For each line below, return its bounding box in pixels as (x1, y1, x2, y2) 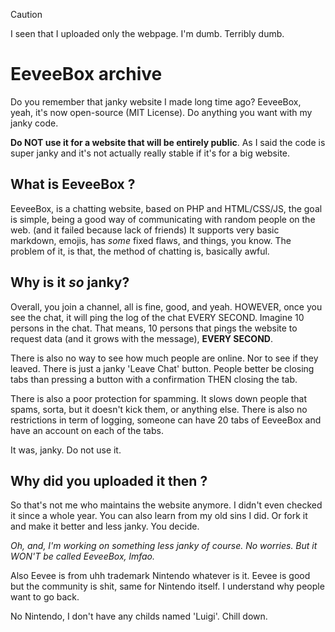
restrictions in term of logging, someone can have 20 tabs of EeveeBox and (10, 414, 322, 426)
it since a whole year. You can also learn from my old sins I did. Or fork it (10, 510, 308, 522)
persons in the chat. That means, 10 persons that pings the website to (10, 322, 298, 334)
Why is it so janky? (10, 274, 130, 291)
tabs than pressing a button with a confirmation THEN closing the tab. (10, 373, 298, 385)
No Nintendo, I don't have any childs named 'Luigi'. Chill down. (10, 610, 268, 623)
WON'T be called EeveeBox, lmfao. (10, 550, 156, 563)
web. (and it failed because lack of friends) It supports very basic (10, 224, 280, 236)
